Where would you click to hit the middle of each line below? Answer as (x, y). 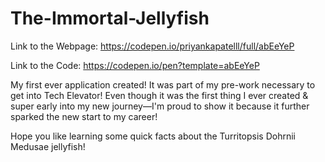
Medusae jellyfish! (48, 146)
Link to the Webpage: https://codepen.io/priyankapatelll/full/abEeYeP (152, 46)
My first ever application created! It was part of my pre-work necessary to (163, 84)
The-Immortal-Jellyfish (110, 18)
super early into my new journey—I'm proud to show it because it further (160, 106)
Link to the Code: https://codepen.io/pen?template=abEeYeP (135, 65)
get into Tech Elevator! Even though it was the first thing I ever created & (159, 95)
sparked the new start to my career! (84, 116)
